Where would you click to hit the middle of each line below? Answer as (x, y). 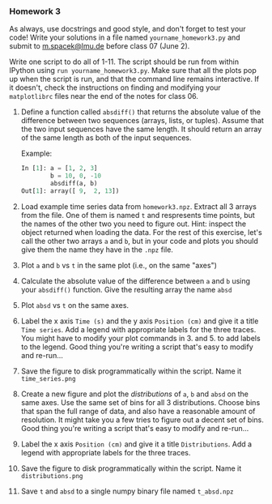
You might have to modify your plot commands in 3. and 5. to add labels (141, 338)
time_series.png (48, 378)
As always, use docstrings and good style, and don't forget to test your (127, 29)
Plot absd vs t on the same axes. (74, 305)
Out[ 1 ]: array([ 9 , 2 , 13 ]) (70, 191)
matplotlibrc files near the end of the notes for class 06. (104, 96)
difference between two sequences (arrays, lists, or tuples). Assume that (142, 121)
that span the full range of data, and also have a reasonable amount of (138, 411)
